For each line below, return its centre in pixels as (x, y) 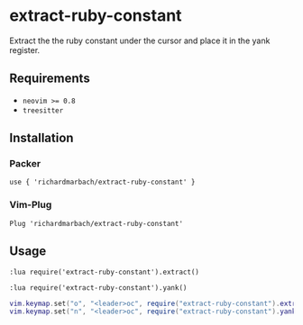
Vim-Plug (31, 205)
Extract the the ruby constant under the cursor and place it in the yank (140, 41)
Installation (41, 138)
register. (25, 50)
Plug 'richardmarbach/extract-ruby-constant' (96, 223)
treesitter (43, 110)
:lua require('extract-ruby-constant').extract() (105, 272)
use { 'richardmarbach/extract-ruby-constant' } (102, 182)
